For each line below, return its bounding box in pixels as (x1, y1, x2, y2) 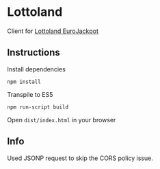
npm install (7, 78, 41, 85)
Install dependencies (7, 65, 66, 73)
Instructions (7, 47, 60, 58)
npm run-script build (7, 104, 69, 111)
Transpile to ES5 (7, 90, 53, 98)
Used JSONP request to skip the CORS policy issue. (7, 154, 154, 162)
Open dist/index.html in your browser (7, 115, 116, 124)
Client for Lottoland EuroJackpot (7, 27, 99, 35)
